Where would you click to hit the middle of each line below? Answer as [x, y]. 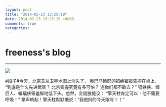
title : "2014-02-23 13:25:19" [36, 14]
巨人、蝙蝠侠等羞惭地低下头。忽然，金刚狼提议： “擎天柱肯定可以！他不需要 [83, 93]
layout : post [19, 10]
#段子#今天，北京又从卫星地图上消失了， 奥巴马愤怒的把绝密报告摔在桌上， [82, 81]
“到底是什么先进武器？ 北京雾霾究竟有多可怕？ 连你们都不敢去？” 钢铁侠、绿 [83, 87]
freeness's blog [38, 53]
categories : [17, 28]
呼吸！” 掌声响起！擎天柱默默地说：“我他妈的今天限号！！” [65, 100]
